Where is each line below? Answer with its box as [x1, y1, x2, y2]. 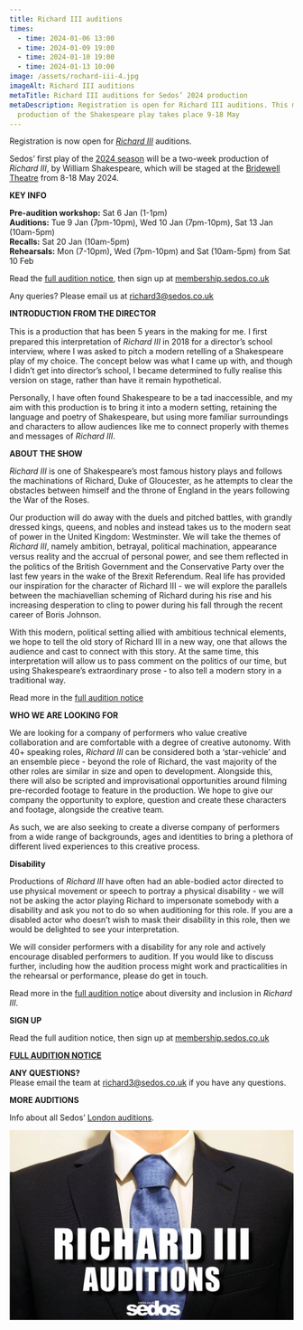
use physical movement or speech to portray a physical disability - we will [9, 886, 284, 897]
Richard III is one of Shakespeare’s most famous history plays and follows [9, 466, 282, 476]
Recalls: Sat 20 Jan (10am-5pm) [9, 236, 131, 248]
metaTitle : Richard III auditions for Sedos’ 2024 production [9, 90, 248, 99]
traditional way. [9, 674, 66, 686]
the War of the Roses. [9, 495, 90, 505]
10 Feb [9, 256, 34, 267]
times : [9, 24, 34, 33]
